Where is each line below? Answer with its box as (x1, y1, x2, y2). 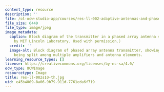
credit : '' (9, 43, 32, 48)
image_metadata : (5, 30, 38, 35)
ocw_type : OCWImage (5, 66, 45, 71)
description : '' (5, 12, 38, 17)
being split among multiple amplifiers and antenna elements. (14, 52, 143, 57)
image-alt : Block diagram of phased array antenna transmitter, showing (9, 48, 161, 53)
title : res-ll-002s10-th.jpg (5, 75, 64, 80)
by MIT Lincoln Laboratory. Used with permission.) (14, 39, 121, 44)
